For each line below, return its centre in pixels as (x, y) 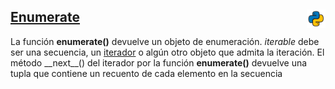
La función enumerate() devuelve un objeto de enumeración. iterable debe (165, 41)
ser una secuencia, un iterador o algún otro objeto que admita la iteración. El (167, 52)
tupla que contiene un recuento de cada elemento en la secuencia (146, 73)
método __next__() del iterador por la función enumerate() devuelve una (159, 62)
